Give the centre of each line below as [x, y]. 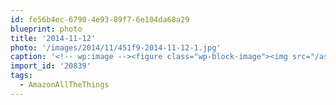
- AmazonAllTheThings [64, 85]
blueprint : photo [46, 29]
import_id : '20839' [51, 66]
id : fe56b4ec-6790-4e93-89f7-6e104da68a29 [100, 19]
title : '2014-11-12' [53, 38]
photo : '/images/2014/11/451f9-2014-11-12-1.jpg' [116, 47]
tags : [21, 76]
